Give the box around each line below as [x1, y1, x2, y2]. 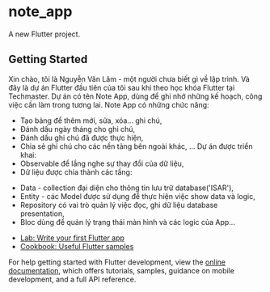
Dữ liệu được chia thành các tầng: [19, 167, 133, 176]
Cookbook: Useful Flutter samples [19, 241, 134, 251]
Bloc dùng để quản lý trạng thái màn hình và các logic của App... [19, 217, 236, 226]
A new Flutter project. [8, 29, 81, 39]
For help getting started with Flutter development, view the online [8, 257, 226, 267]
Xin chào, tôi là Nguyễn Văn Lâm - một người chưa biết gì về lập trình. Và [8, 74, 251, 83]
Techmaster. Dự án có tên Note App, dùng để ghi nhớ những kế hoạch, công [8, 91, 263, 101]
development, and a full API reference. [8, 274, 137, 284]
